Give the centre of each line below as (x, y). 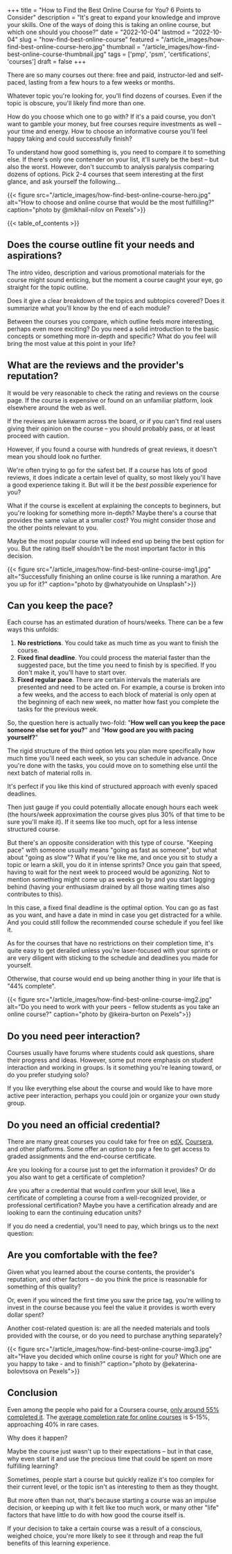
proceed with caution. (38, 435)
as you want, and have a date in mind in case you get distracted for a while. (115, 915)
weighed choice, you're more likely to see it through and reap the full (105, 1535)
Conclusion (33, 1393)
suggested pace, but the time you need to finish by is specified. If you (117, 665)
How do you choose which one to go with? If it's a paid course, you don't (111, 116)
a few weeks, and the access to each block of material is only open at (117, 695)
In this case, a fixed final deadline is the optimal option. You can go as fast (113, 908)
